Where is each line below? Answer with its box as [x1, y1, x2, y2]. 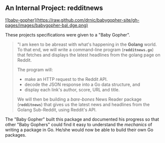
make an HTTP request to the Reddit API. [24, 76, 108, 82]
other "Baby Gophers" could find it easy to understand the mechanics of [5, 121, 153, 127]
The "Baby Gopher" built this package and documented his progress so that [5, 116, 159, 122]
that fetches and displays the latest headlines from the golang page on [17, 52, 161, 58]
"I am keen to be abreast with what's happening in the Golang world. [17, 41, 157, 47]
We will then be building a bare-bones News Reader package [17, 96, 142, 102]
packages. [5, 132, 27, 138]
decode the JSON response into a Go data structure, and [24, 81, 140, 87]
